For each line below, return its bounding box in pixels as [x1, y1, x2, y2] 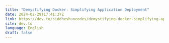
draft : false [5, 30, 33, 35]
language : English [5, 26, 44, 31]
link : [5, 16, 17, 21]
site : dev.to [5, 21, 33, 26]
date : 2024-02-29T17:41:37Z [5, 12, 64, 17]
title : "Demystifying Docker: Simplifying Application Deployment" [5, 7, 150, 12]
